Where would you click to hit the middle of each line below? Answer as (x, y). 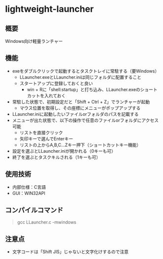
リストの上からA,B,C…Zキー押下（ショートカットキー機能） (80, 145)
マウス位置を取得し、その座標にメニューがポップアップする (80, 108)
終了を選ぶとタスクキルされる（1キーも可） (56, 157)
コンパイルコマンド (34, 210)
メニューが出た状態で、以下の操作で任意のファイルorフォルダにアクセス (85, 120)
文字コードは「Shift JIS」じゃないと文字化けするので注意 (70, 252)
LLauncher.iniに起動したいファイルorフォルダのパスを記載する (75, 114)
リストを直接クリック (41, 132)
